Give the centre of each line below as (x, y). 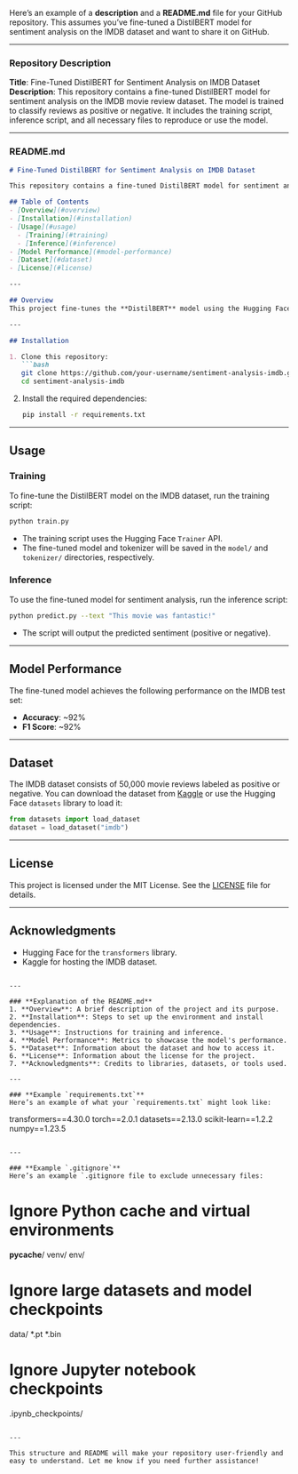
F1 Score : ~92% (51, 726)
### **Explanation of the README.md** (81, 1001)
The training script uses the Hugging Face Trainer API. (122, 538)
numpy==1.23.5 (38, 1128)
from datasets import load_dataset (75, 820)
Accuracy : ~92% (54, 717)
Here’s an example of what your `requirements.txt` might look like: (141, 1102)
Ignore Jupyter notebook (103, 1370)
